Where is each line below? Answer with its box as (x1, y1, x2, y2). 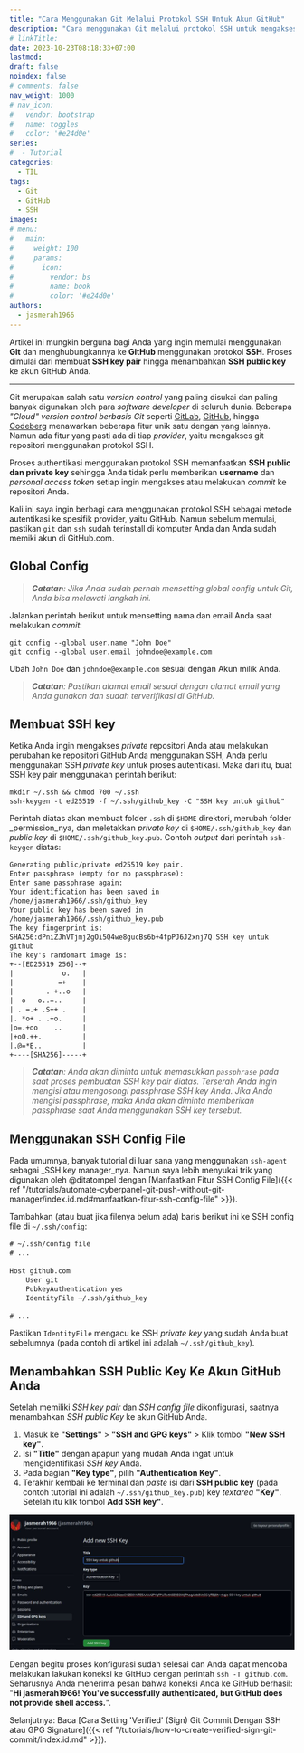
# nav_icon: (9, 101, 54, 110)
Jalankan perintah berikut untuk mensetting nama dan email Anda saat (9, 609, 273, 620)
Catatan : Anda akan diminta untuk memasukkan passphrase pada (31, 1067, 279, 1078)
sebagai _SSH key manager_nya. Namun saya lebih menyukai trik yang (9, 1164, 273, 1176)
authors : (9, 302, 43, 311)
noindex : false (9, 72, 67, 81)
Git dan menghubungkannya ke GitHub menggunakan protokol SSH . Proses (9, 346, 292, 357)
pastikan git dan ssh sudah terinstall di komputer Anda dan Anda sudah (9, 522, 278, 533)
